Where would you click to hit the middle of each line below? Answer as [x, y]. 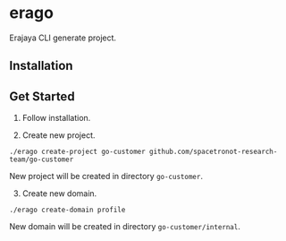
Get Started [42, 96]
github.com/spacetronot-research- [213, 152]
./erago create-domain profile [67, 210]
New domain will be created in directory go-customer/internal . [125, 227]
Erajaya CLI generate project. [63, 38]
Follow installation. [56, 118]
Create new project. [59, 135]
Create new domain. [59, 194]
